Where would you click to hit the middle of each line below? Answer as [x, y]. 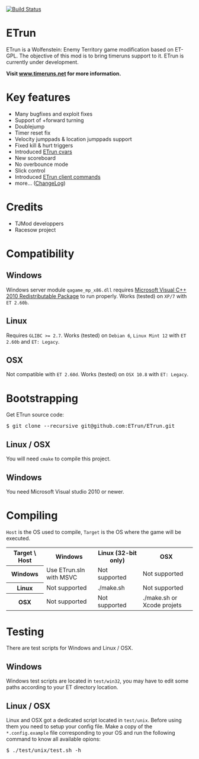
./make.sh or [160, 598]
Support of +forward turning [49, 120]
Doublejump [30, 126]
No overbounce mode [41, 164]
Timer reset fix [33, 133]
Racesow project [35, 230]
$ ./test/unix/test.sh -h [44, 750]
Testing [25, 632]
